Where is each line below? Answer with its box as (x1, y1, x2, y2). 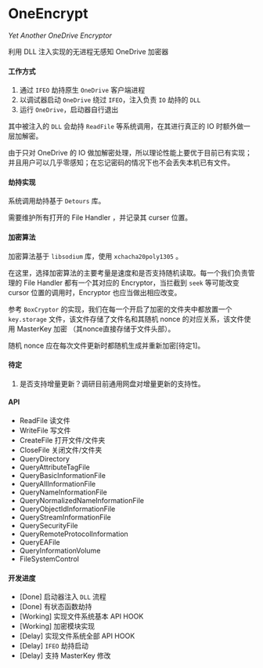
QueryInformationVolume (19, 546, 101, 555)
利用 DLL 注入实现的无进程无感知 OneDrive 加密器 (8, 46, 169, 56)
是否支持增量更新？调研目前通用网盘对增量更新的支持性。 (19, 378, 205, 389)
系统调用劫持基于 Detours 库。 (8, 196, 106, 206)
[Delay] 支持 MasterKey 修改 (19, 651, 111, 660)
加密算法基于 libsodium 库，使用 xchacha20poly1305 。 (8, 251, 182, 261)
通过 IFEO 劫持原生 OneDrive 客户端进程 (19, 86, 146, 95)
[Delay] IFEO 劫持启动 (19, 641, 88, 651)
